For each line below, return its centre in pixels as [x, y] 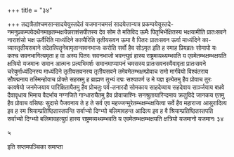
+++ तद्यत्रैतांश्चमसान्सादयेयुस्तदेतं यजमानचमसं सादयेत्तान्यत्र [74, 24]
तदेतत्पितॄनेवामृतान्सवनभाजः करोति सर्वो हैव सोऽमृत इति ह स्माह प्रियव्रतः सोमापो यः [129, 48]
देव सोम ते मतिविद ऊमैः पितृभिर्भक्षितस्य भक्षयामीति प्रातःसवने [163, 32]
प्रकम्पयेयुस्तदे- [158, 24]
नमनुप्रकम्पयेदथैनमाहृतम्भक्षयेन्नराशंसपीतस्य [52, 32]
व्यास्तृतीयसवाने [24, 48]
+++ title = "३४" [30, 10]
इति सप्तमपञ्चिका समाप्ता [35, 147]
